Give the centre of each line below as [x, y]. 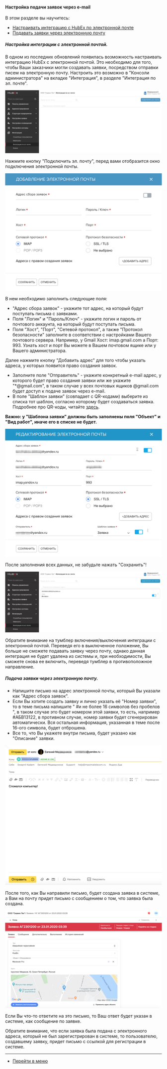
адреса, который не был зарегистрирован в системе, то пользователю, [82, 1036]
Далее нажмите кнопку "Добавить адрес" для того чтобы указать [75, 360]
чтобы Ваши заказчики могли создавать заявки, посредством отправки [82, 68]
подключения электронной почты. [42, 166]
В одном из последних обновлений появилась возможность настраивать [83, 57]
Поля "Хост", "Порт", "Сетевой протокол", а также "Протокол [78, 329]
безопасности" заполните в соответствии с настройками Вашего [82, 335]
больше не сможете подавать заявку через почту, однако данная [75, 651]
